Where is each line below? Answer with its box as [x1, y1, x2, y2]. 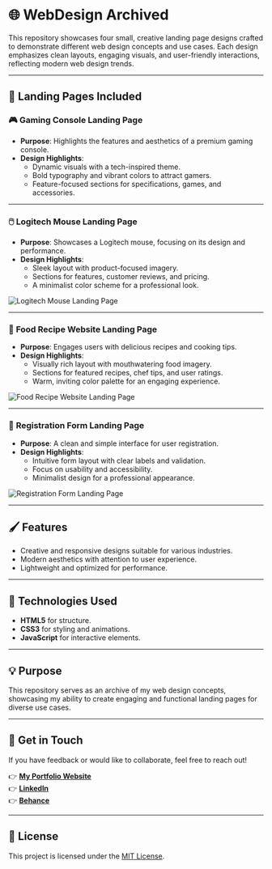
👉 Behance [8, 795, 50, 805]
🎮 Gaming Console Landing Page [8, 115, 143, 126]
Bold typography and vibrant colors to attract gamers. [32, 170, 212, 180]
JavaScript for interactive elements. [19, 633, 141, 642]
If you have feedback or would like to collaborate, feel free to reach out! [8, 755, 248, 765]
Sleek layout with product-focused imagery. [32, 263, 179, 273]
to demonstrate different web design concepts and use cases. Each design [8, 41, 259, 51]
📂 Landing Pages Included [8, 90, 142, 104]
